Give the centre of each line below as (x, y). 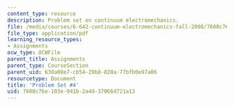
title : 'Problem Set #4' (43, 85)
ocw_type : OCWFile (34, 53)
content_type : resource (42, 14)
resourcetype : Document (42, 78)
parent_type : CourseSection (48, 66)
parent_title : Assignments (46, 59)
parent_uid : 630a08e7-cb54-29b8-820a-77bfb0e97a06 (82, 72)
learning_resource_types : (45, 40)
